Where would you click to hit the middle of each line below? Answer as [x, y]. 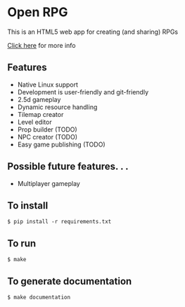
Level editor [34, 122]
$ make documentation [39, 297]
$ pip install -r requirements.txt [59, 222]
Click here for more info [42, 45]
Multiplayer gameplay [49, 183]
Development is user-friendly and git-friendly [83, 92]
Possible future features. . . [68, 167]
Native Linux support [48, 84]
